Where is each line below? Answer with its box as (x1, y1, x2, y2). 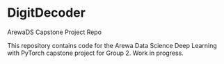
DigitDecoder (7, 5, 86, 21)
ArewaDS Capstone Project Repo (7, 28, 102, 36)
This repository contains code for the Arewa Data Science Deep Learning (7, 41, 217, 49)
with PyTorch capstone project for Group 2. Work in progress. (7, 49, 184, 57)
